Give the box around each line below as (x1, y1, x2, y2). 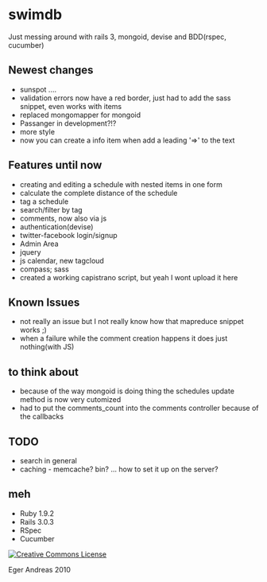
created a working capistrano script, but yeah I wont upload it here (19, 272, 238, 282)
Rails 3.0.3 (19, 517, 54, 526)
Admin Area (19, 239, 59, 248)
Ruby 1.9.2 (19, 508, 54, 518)
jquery (19, 247, 41, 256)
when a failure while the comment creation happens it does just (19, 334, 228, 343)
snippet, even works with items (19, 101, 122, 111)
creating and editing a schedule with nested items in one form (19, 179, 222, 189)
